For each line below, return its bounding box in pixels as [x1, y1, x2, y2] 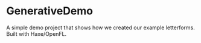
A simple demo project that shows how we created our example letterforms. [6, 24, 195, 31]
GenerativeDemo [6, 4, 94, 18]
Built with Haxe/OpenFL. [6, 30, 67, 37]
